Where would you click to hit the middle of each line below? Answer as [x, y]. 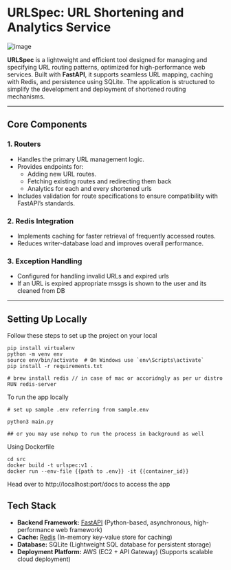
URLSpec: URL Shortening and [96, 13]
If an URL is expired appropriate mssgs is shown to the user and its [112, 283]
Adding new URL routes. [62, 174]
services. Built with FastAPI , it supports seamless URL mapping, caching [110, 74]
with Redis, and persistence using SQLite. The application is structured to [111, 81]
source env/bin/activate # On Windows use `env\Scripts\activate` [106, 360]
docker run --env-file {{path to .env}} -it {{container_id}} [98, 471]
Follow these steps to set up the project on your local [82, 336]
